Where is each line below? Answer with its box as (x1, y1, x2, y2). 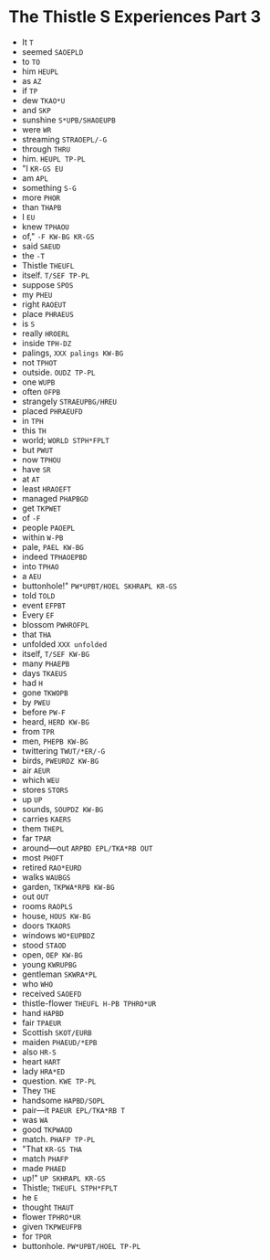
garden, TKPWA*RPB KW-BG (21, 881, 115, 892)
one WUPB (21, 376, 56, 387)
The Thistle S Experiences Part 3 (8, 6, 262, 27)
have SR (21, 463, 51, 474)
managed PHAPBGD (21, 492, 88, 503)
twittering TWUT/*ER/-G (21, 745, 106, 756)
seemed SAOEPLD (21, 46, 84, 57)
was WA (21, 1114, 48, 1125)
